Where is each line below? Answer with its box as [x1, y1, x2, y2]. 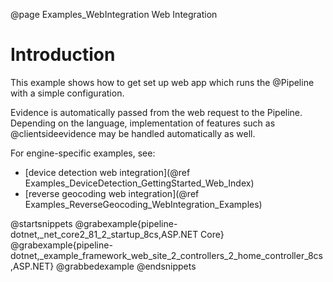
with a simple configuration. [10, 87, 125, 99]
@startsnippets [10, 217, 73, 229]
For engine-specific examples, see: [10, 147, 156, 159]
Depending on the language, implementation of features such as [10, 117, 276, 129]
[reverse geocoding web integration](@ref [24, 187, 200, 199]
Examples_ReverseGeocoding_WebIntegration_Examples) [24, 198, 263, 210]
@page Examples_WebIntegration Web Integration [10, 9, 218, 20]
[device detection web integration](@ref [24, 166, 191, 178]
